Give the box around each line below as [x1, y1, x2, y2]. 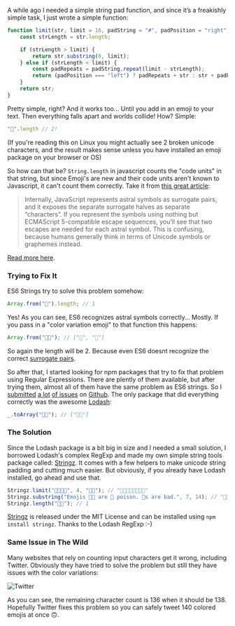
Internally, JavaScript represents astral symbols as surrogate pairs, [24, 195, 218, 203]
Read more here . [7, 253, 55, 261]
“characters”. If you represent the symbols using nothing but [24, 210, 199, 218]
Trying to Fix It [7, 271, 57, 280]
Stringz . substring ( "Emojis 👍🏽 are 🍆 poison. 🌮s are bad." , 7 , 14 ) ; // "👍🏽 [7, 494, 230, 501]
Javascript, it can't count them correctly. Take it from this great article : [7, 182, 211, 190]
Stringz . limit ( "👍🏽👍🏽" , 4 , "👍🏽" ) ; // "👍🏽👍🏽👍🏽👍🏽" [7, 486, 149, 494]
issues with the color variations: [7, 568, 99, 577]
